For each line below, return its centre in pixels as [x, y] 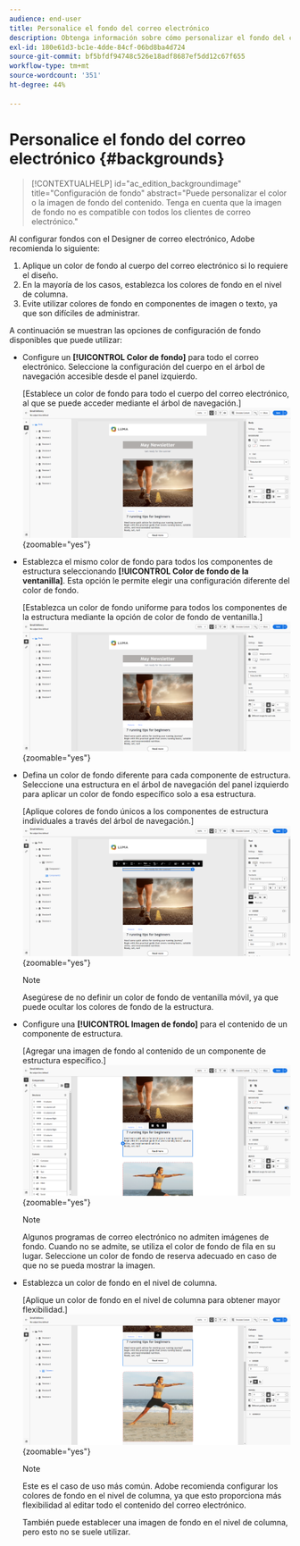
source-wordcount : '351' [55, 76]
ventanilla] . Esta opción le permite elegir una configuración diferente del [156, 580]
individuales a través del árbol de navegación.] [108, 821]
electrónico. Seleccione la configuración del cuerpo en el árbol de [143, 366]
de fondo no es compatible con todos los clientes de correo [141, 212]
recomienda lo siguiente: [54, 248]
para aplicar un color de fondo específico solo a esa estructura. [139, 794]
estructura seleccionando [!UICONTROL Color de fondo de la [135, 571]
